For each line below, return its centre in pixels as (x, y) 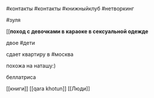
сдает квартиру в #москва (40, 54)
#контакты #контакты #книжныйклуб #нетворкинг (70, 9)
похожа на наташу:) (31, 66)
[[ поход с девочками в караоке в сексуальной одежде (77, 31)
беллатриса (21, 77)
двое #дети (21, 43)
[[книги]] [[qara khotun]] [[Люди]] (48, 89)
